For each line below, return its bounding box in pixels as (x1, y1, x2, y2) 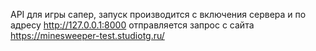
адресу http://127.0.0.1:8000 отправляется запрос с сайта (10, 19, 255, 31)
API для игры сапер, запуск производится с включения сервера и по (10, 9, 307, 20)
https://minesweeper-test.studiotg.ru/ (10, 30, 165, 41)
